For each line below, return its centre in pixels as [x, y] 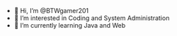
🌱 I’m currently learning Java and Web [70, 25]
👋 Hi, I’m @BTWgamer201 [51, 11]
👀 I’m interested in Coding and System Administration [92, 18]
